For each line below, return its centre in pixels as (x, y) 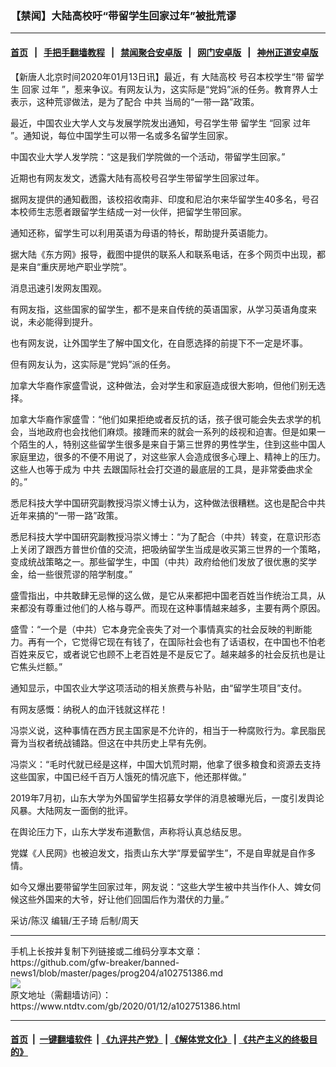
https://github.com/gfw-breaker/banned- (95, 962)
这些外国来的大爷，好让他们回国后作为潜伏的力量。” (124, 899)
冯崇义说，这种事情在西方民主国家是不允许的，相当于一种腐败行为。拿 (155, 730)
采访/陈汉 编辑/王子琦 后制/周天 (75, 920)
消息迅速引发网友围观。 (58, 288)
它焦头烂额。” (36, 666)
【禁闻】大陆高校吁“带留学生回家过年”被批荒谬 (123, 15)
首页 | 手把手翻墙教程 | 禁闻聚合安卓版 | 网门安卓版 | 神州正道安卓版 (164, 52)
